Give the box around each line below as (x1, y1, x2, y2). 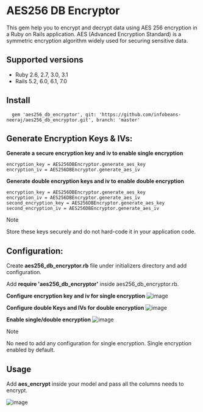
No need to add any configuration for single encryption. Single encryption (6, 340, 192, 347)
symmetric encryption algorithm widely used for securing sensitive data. (6, 37, 188, 44)
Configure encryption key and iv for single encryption (6, 292, 146, 300)
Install (6, 96, 30, 106)
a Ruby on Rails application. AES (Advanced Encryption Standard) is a (6, 30, 182, 37)
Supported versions (6, 54, 84, 65)
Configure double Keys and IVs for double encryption (6, 304, 144, 312)
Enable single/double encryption (6, 316, 91, 323)
